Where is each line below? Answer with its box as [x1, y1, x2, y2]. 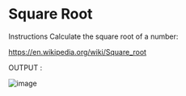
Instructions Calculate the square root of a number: [8, 31, 179, 41]
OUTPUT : [8, 62, 43, 73]
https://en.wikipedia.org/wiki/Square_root [8, 47, 147, 56]
